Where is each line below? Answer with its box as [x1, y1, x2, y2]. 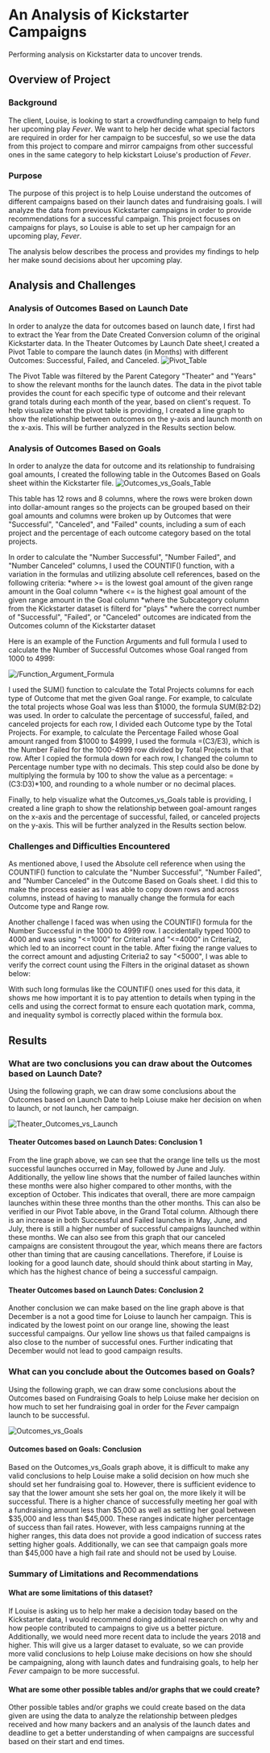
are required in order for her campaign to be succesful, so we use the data [8, 132, 256, 142]
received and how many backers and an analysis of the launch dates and [8, 1720, 251, 1730]
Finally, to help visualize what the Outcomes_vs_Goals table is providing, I [8, 795, 251, 804]
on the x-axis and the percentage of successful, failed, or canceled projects [8, 812, 260, 821]
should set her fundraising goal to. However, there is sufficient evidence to [8, 1479, 256, 1489]
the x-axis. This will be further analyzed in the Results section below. [8, 422, 236, 432]
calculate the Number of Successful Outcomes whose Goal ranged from [8, 645, 248, 654]
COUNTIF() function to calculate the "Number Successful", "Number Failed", [8, 867, 262, 877]
